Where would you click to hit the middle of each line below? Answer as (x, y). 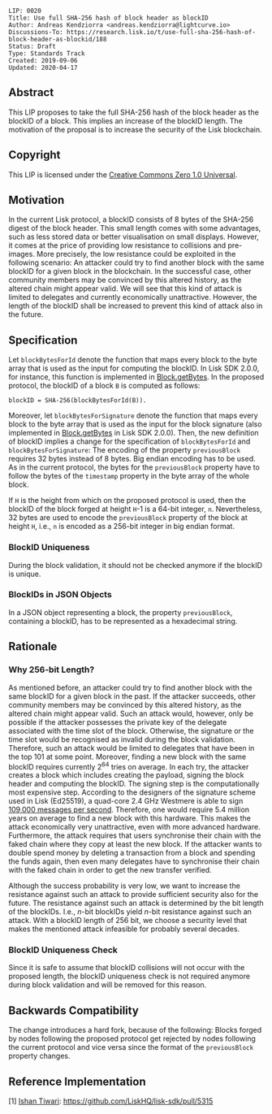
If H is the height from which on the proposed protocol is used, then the (127, 501)
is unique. (25, 574)
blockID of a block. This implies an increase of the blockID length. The (126, 120)
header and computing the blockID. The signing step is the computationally (134, 784)
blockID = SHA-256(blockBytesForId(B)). (78, 401)
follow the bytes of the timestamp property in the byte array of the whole (129, 476)
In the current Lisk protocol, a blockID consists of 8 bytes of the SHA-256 (131, 219)
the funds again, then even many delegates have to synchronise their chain (134, 861)
